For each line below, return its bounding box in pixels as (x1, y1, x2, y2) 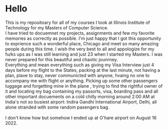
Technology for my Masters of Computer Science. (5, 24, 109, 30)
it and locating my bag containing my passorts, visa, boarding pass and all (5, 88, 158, 94)
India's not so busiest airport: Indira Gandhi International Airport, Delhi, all (5, 99, 157, 105)
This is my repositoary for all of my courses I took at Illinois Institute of (5, 19, 150, 25)
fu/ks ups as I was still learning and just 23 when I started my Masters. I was (5, 51, 163, 57)
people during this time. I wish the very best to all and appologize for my (5, 46, 154, 52)
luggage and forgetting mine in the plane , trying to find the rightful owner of (5, 83, 163, 89)
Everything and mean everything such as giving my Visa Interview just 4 (5, 62, 154, 68)
